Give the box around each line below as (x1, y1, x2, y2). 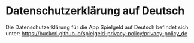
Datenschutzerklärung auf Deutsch (5, 4, 185, 18)
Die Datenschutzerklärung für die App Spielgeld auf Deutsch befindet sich (5, 24, 189, 31)
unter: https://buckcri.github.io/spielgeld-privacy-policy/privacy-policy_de (5, 29, 188, 37)
